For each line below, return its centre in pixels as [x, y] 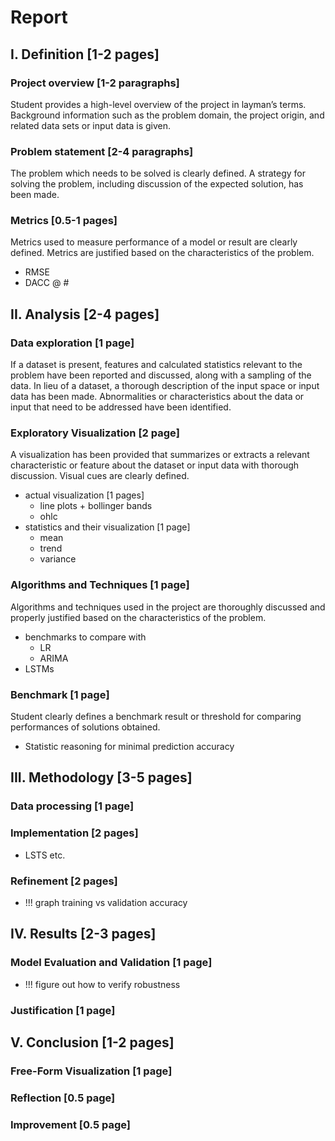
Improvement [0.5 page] [70, 1124]
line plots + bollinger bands [96, 506]
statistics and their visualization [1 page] [107, 527]
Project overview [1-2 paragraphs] [95, 83]
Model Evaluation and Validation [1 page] [111, 963]
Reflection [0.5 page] [63, 1098]
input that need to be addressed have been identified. [121, 407]
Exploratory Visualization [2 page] [95, 433]
